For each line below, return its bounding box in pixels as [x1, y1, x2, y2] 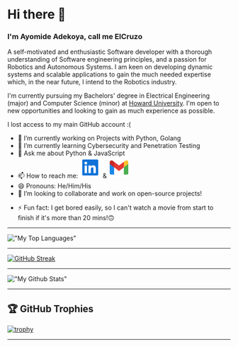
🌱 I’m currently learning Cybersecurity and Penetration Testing [17, 142, 200, 150]
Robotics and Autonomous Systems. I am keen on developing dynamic [7, 63, 213, 72]
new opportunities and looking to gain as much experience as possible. [7, 106, 215, 115]
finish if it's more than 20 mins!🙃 [17, 214, 115, 222]
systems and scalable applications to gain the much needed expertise [7, 70, 211, 79]
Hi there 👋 [7, 6, 66, 23]
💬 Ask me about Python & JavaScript [17, 149, 125, 158]
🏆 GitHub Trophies [7, 302, 94, 314]
